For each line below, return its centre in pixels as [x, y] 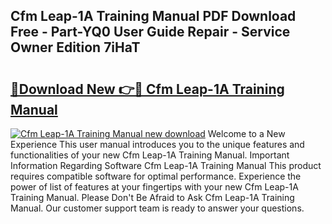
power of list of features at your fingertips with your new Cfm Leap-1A [154, 187]
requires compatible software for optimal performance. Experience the [156, 176]
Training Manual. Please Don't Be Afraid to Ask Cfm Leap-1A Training [152, 197]
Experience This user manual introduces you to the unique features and [157, 144]
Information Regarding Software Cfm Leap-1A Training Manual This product [166, 165]
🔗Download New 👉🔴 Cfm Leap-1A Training [147, 89]
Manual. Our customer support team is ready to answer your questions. [157, 208]
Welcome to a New [246, 133]
